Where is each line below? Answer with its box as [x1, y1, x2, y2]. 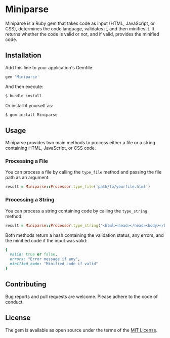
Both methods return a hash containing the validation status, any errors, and [5, 232, 164, 238]
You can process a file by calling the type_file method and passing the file [5, 169, 162, 175]
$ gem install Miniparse [5, 112, 58, 117]
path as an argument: [5, 175, 50, 181]
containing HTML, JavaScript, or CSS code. [5, 145, 96, 151]
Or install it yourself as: [5, 102, 53, 108]
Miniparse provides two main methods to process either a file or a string [5, 140, 156, 146]
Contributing [5, 280, 47, 289]
